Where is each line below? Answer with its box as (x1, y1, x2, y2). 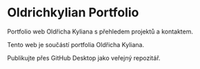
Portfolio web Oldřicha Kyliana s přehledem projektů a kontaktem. (7, 27, 194, 36)
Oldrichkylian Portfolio (7, 5, 139, 20)
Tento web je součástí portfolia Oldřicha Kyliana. (7, 40, 145, 49)
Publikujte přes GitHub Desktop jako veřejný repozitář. (7, 53, 161, 62)
